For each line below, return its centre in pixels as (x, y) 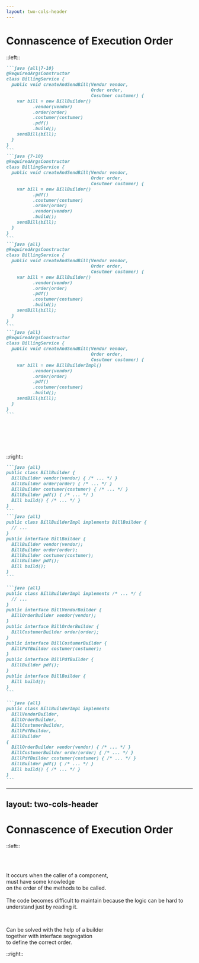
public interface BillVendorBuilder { (54, 610)
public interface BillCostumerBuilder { (57, 643)
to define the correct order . (39, 942)
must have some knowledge (41, 881)
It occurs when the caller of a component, (57, 875)
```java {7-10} (25, 156)
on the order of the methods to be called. (56, 888)
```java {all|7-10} (30, 68)
